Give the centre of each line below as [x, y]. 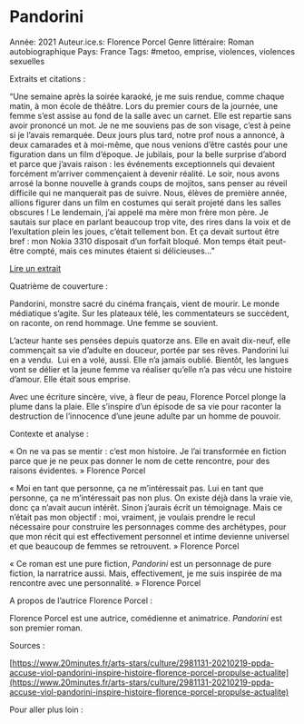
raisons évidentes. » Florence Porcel [78, 471]
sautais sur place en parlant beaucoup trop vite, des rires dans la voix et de [150, 222]
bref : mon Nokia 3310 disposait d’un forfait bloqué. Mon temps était [137, 241]
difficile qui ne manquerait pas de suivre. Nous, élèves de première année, [148, 193]
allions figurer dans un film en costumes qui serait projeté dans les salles [145, 203]
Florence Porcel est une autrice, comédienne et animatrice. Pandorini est [146, 618]
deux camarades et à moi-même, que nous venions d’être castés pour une [149, 144]
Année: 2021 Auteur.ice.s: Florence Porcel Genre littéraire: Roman [132, 42]
